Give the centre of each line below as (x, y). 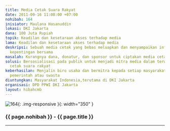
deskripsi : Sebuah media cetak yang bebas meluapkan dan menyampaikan (81, 47)
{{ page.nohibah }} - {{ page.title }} (49, 117)
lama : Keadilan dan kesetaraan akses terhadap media (62, 43)
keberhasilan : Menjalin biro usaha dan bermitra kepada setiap (73, 71)
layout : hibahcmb (24, 89)
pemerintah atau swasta (35, 76)
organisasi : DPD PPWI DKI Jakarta (42, 85)
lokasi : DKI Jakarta (27, 29)
